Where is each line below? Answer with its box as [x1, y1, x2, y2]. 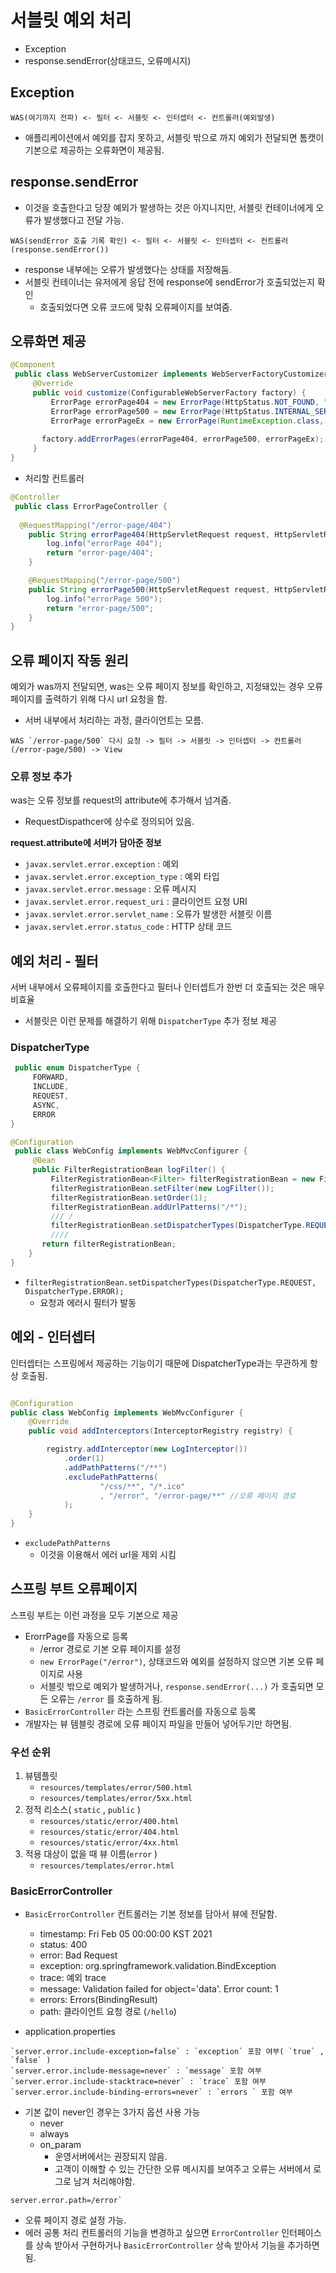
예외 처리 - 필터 [10, 952, 99, 970]
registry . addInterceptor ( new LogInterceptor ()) [46, 1444, 248, 1455]
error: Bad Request [39, 1949, 118, 1961]
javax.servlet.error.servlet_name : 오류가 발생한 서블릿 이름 [24, 908, 273, 920]
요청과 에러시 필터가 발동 [39, 1296, 137, 1308]
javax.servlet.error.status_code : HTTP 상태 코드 [24, 921, 233, 933]
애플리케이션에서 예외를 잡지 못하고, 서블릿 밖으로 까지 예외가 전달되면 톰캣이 [24, 131, 325, 143]
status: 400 [39, 1939, 88, 1951]
